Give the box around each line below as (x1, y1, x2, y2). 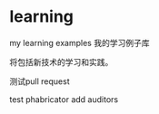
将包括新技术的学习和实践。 (9, 56, 114, 67)
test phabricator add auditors (9, 93, 119, 105)
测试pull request (9, 75, 70, 87)
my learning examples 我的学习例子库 (9, 37, 150, 48)
